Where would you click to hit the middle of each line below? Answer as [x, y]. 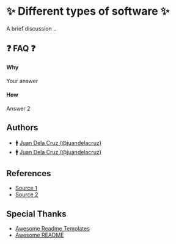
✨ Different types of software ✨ [88, 11]
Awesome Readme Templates [53, 229]
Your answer [22, 81]
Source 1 [26, 188]
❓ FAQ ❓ [21, 49]
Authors [22, 128]
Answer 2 [18, 108]
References [29, 173]
